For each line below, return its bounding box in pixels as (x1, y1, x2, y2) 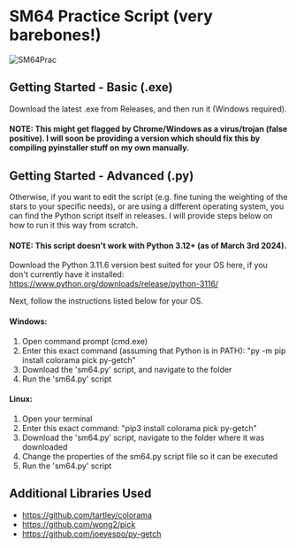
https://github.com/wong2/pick (21, 519, 136, 529)
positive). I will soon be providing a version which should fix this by (9, 133, 261, 143)
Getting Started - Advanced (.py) (9, 168, 194, 183)
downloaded (21, 441, 68, 452)
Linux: (9, 394, 33, 405)
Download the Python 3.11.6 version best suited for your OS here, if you (9, 259, 268, 271)
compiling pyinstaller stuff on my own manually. (9, 143, 190, 153)
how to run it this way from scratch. (9, 220, 139, 231)
